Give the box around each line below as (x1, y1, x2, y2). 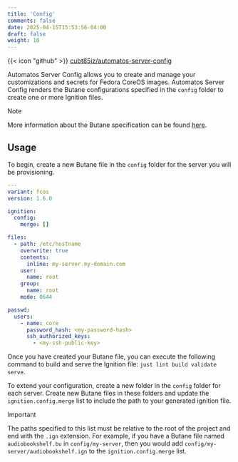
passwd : (7, 306, 31, 314)
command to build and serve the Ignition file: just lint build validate (7, 360, 217, 369)
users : (14, 313, 33, 320)
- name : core (20, 319, 59, 327)
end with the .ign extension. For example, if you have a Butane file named (7, 432, 224, 441)
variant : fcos (7, 188, 50, 195)
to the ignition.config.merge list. (88, 447, 187, 456)
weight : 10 (7, 37, 40, 44)
